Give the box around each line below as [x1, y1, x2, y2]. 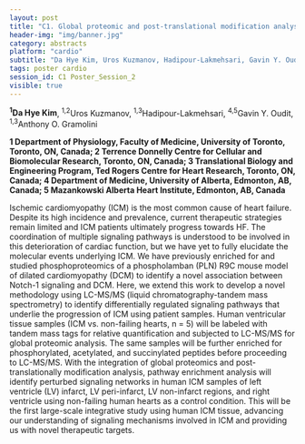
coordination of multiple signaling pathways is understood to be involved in [9, 231, 290, 242]
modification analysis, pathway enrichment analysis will [63, 366, 272, 378]
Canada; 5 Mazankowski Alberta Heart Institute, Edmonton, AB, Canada [9, 184, 286, 196]
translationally [9, 366, 62, 378]
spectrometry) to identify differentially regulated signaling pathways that [9, 298, 280, 309]
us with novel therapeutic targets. [9, 424, 134, 435]
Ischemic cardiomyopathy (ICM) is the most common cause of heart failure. [9, 202, 292, 213]
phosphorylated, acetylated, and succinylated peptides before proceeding [9, 347, 288, 358]
